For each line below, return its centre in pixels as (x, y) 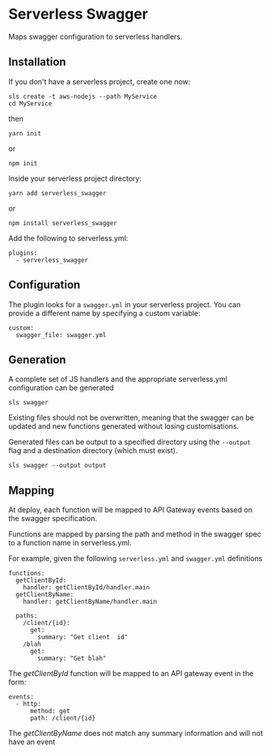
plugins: (23, 253)
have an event (32, 742)
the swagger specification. (53, 519)
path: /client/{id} (62, 718)
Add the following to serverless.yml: (68, 238)
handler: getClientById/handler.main (87, 588)
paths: (27, 616)
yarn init (25, 133)
